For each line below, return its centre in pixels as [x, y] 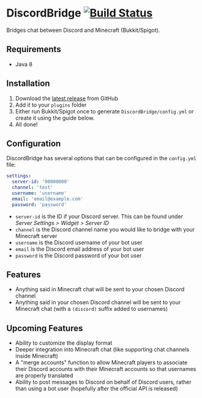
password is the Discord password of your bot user [78, 255]
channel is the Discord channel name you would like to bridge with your [105, 229]
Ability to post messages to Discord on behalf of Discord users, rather [103, 382]
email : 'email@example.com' [48, 199]
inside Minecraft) [36, 356]
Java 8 [24, 64]
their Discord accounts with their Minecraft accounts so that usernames [106, 369]
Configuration [34, 143]
